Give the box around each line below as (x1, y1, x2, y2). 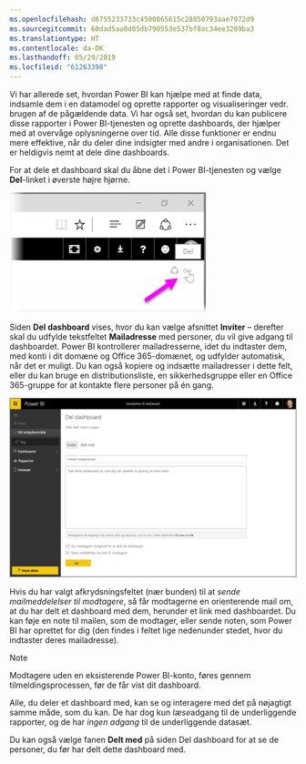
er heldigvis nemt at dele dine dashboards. (9, 147, 170, 158)
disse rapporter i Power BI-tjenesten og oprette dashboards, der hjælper (9, 118, 281, 128)
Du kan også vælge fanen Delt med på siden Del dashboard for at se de (9, 734, 280, 746)
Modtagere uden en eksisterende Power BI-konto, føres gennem (9, 670, 251, 681)
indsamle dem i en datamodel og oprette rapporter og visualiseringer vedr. (9, 98, 289, 109)
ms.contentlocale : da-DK (9, 44, 104, 53)
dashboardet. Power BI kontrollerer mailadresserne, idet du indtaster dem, (9, 341, 288, 351)
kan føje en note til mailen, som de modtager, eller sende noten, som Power (9, 616, 293, 626)
